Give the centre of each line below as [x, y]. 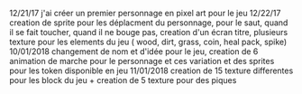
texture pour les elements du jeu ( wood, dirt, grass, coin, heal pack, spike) [148, 42]
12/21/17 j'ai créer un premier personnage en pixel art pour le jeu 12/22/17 [145, 13]
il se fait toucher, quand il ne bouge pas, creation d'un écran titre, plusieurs [149, 32]
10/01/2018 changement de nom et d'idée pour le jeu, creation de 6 [134, 52]
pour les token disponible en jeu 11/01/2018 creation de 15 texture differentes [151, 70]
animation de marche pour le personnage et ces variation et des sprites [142, 61]
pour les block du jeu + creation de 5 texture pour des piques [123, 80]
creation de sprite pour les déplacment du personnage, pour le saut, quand [149, 23]
